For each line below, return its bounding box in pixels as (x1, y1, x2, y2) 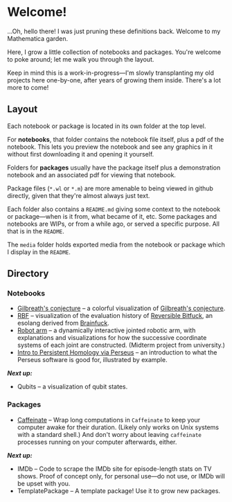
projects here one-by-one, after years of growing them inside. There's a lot (7, 75, 222, 84)
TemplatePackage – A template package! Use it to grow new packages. (17, 486, 220, 495)
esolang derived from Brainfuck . (17, 319, 109, 328)
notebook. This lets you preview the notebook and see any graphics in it (7, 143, 213, 151)
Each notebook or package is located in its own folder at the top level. (7, 122, 206, 130)
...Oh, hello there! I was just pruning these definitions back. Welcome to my (7, 27, 221, 35)
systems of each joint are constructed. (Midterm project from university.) (17, 341, 225, 350)
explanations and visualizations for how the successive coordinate (17, 334, 207, 342)
